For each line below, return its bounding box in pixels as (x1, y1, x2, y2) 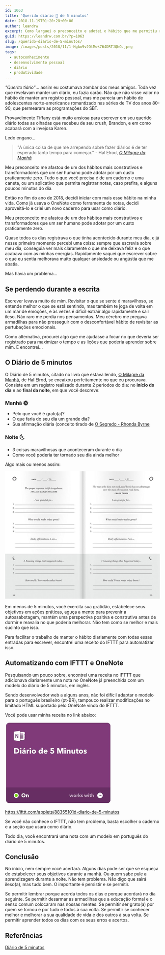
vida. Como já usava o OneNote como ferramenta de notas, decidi (5, 200, 139, 206)
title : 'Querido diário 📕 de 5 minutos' (5, 13, 89, 18)
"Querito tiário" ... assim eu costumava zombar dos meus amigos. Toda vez (5, 84, 157, 91)
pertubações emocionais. (5, 324, 57, 330)
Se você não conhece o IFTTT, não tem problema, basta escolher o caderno (5, 818, 160, 824)
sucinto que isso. (5, 625, 40, 630)
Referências (5, 931, 43, 940)
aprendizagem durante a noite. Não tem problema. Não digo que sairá (5, 876, 146, 882)
